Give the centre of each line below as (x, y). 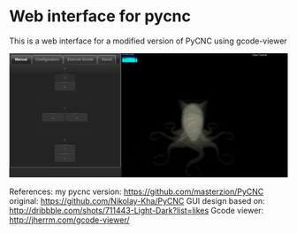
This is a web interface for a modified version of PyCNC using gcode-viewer (148, 41)
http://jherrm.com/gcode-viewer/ (69, 220)
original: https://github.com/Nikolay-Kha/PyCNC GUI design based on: (137, 201)
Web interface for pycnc (100, 16)
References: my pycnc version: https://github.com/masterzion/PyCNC (137, 191)
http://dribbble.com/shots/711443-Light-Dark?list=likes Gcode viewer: (137, 211)
